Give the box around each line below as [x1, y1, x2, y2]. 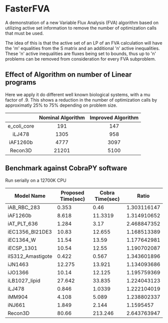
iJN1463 [7, 261, 29, 268]
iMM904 [7, 293, 28, 300]
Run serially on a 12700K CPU [5, 177, 66, 183]
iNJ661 [7, 301, 26, 308]
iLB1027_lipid [7, 277, 40, 284]
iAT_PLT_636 [7, 220, 38, 227]
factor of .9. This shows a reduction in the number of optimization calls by [5, 97, 157, 103]
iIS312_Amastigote [7, 252, 52, 259]
